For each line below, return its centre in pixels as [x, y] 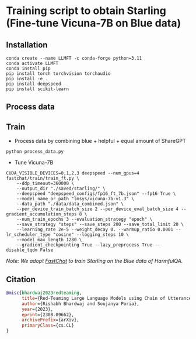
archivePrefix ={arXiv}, [50, 320]
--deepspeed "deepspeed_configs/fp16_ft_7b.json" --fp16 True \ [96, 194]
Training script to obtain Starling [86, 11]
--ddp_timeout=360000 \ [45, 184]
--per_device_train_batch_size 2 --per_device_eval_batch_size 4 [98, 209]
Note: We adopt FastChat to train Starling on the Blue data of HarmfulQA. [94, 261]
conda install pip [28, 69]
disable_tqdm [22, 250]
